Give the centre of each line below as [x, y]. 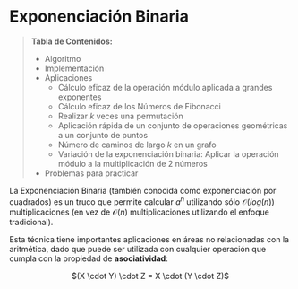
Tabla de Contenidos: [72, 41]
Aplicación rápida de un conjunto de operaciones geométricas [173, 125]
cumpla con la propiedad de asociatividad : [89, 258]
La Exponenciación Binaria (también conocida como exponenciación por [143, 190]
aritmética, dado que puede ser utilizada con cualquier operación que [138, 249]
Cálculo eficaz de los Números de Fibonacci [139, 106]
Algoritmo [63, 58]
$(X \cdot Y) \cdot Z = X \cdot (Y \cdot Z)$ [150, 276]
